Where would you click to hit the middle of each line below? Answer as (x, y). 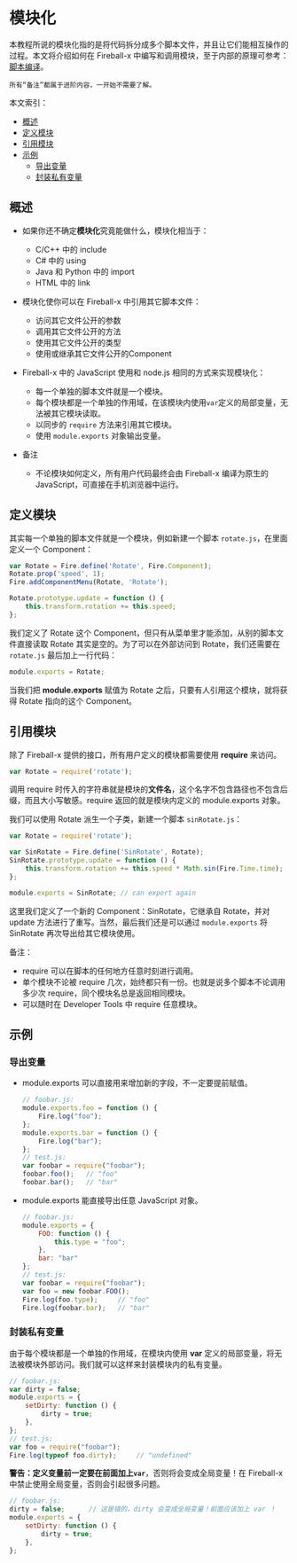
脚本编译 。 (29, 66)
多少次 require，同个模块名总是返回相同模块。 (106, 993)
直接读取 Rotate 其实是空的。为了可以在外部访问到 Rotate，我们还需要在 (148, 644)
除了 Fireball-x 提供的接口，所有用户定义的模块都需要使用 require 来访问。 (145, 754)
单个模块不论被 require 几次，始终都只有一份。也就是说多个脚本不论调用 (154, 981)
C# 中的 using (61, 260)
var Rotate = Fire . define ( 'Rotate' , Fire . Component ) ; (111, 566)
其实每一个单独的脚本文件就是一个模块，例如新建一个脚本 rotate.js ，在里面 (148, 538)
